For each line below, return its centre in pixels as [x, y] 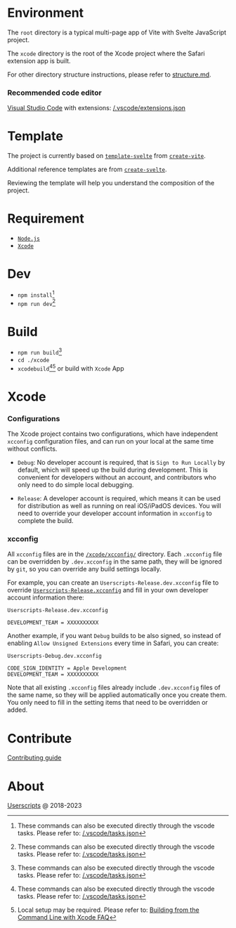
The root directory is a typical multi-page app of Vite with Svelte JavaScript [117, 32]
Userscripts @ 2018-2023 [45, 806]
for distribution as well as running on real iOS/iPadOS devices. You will [119, 506]
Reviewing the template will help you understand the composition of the [111, 183]
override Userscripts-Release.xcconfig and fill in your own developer [108, 590]
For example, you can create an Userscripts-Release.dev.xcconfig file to [113, 583]
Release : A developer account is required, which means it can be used [119, 498]
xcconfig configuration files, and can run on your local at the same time [111, 442]
